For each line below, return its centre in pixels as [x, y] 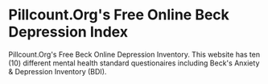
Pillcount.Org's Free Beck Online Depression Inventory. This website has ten [134, 54]
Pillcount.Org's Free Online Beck [119, 15]
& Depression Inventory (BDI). [58, 71]
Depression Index [68, 32]
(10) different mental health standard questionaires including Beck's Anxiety [134, 63]
